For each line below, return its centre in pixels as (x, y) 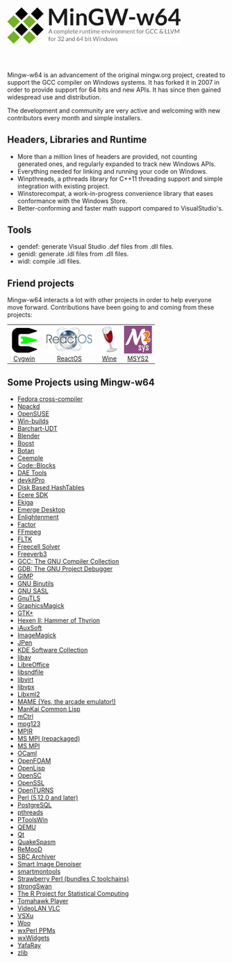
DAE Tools (32, 473)
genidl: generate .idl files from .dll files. (73, 254)
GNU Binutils (35, 584)
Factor (26, 525)
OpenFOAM (34, 761)
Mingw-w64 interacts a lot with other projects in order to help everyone (109, 300)
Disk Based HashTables (51, 488)
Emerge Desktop (41, 510)
